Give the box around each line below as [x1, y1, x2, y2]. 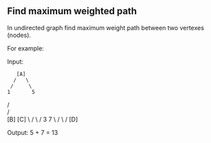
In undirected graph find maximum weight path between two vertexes [7, 23, 205, 31]
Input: [7, 57, 24, 66]
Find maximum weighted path [7, 5, 137, 17]
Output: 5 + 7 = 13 [7, 128, 58, 136]
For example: [7, 44, 45, 52]
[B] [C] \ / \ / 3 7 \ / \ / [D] [7, 115, 78, 123]
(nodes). [7, 31, 32, 39]
